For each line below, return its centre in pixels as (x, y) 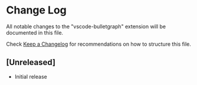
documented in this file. (35, 32)
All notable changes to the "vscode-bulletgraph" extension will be (86, 26)
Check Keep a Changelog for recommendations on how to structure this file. (99, 44)
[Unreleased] (31, 62)
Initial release (31, 76)
